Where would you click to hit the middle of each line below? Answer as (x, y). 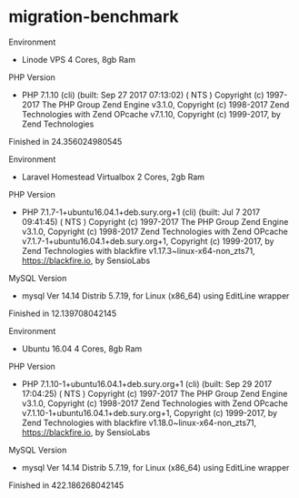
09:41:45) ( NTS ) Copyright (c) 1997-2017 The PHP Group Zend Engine (155, 221)
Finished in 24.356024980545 (65, 141)
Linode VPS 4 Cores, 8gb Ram (78, 59)
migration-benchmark (94, 17)
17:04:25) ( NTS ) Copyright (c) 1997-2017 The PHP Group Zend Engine (154, 393)
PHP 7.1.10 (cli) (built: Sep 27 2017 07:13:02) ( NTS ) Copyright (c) (143, 95)
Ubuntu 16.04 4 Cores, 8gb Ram (82, 349)
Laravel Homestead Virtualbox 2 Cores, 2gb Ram (113, 177)
